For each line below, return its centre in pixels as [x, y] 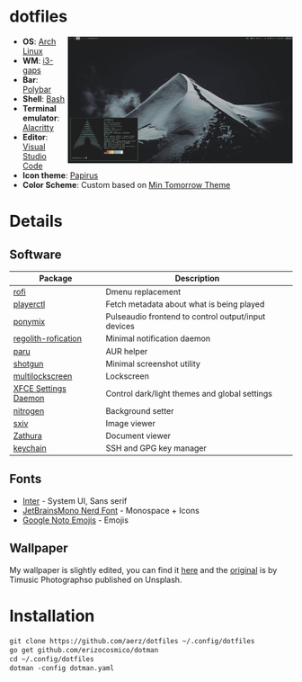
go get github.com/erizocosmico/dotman [84, 650]
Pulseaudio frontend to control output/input [186, 317]
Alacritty [38, 127]
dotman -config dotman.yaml [62, 668]
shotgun [28, 363]
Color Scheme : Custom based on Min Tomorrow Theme [126, 184]
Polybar [37, 89]
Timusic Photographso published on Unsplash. [96, 579]
